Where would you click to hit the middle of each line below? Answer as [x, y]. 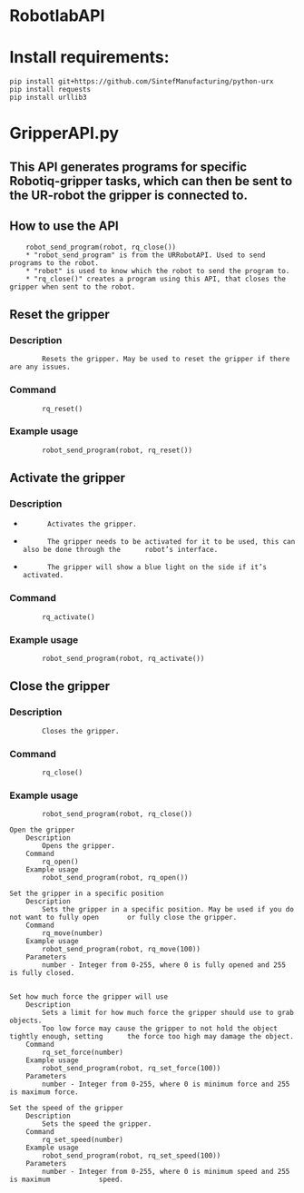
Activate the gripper [67, 478]
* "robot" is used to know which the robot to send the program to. [158, 271]
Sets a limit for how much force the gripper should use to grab [168, 1013]
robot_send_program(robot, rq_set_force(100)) [132, 1069]
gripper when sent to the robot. [73, 287]
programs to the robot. [54, 263]
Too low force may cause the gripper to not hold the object [160, 1029]
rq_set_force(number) [83, 1053]
